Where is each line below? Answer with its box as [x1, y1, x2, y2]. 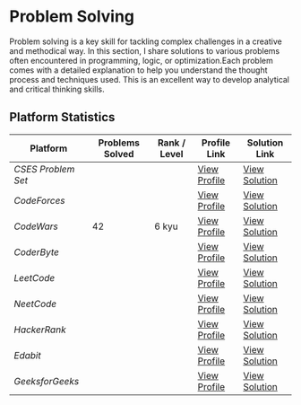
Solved [103, 147, 134, 160]
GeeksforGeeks [13, 374, 80, 387]
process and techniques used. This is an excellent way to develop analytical [9, 74, 289, 84]
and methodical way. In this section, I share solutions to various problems [9, 45, 280, 56]
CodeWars [13, 220, 58, 233]
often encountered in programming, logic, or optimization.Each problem [9, 55, 273, 66]
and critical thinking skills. [9, 84, 105, 94]
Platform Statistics [9, 110, 116, 125]
